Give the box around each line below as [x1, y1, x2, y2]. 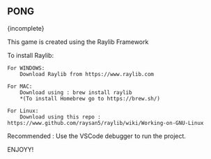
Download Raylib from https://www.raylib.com [19, 70, 155, 77]
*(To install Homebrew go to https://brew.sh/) [19, 95, 160, 102]
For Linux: [7, 107, 39, 114]
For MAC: [7, 83, 33, 90]
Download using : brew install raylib [19, 89, 132, 96]
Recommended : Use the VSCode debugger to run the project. [7, 132, 187, 140]
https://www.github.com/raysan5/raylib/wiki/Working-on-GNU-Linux [7, 119, 204, 126]
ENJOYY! [7, 145, 34, 153]
